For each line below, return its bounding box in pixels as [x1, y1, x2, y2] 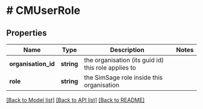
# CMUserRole [6, 4, 80, 18]
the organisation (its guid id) [83, 56, 164, 64]
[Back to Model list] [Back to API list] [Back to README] [6, 96, 145, 104]
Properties [6, 28, 47, 38]
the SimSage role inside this [83, 73, 163, 82]
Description [109, 46, 145, 54]
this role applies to [83, 64, 137, 71]
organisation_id [9, 60, 56, 68]
